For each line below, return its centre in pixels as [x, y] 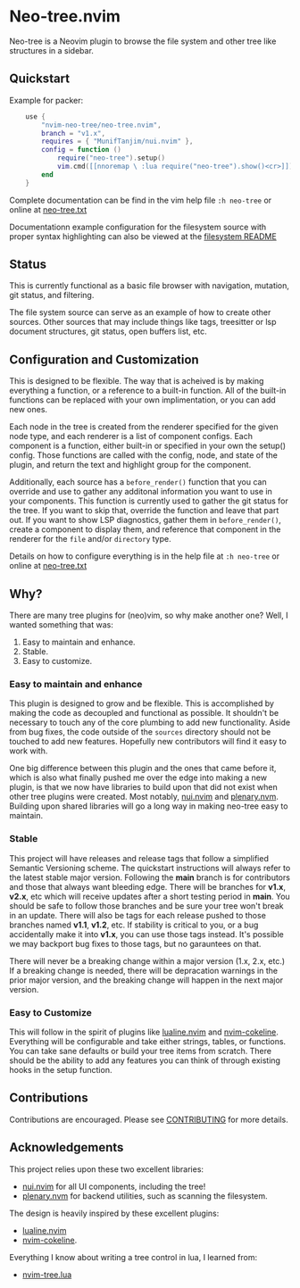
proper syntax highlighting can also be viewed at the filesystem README [143, 236]
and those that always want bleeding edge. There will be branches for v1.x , [148, 886]
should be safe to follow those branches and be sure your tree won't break [146, 906]
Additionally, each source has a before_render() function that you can [138, 482]
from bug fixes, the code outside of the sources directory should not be [140, 732]
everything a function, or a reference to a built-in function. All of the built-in [148, 391]
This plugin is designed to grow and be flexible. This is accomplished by [142, 703]
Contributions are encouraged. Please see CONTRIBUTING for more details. [149, 1119]
